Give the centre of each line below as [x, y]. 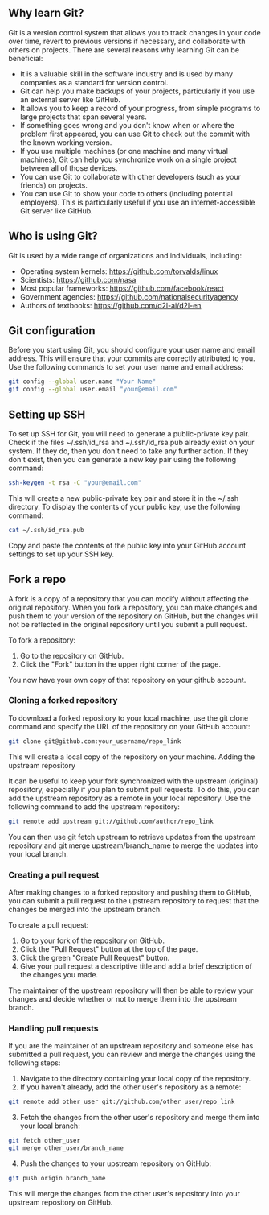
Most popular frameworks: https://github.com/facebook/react [122, 288]
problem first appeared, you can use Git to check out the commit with [135, 134]
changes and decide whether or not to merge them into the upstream [122, 998]
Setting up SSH [47, 414]
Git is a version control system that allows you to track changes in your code [134, 32]
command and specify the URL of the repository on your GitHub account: [129, 726]
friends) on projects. [54, 185]
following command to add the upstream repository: [94, 806]
